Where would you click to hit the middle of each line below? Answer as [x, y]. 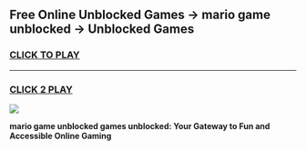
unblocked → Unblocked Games [102, 30]
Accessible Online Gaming [61, 135]
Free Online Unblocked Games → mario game [140, 15]
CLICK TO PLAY [45, 55]
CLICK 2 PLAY [41, 89]
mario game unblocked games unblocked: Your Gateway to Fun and [140, 125]
